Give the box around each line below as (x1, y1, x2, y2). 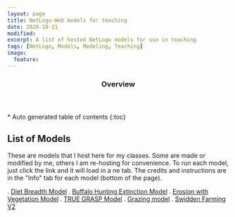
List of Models (7, 133, 71, 145)
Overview (101, 79, 136, 88)
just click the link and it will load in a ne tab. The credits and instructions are (7, 166, 227, 175)
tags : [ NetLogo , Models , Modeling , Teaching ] (7, 43, 143, 50)
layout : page (7, 10, 46, 18)
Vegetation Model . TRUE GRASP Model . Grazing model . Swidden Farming (7, 195, 227, 204)
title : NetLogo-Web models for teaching (7, 17, 128, 24)
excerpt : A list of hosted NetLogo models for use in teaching (7, 37, 197, 44)
